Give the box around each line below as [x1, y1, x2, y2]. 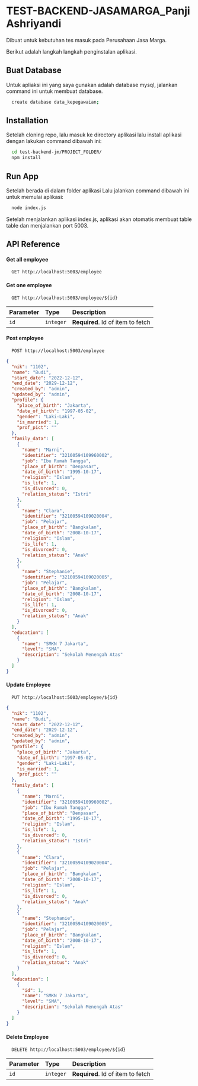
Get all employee [6, 256, 49, 263]
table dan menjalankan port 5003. [6, 222, 89, 229]
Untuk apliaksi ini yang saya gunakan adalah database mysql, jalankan [6, 81, 178, 88]
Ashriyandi [6, 17, 62, 30]
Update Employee [6, 681, 51, 689]
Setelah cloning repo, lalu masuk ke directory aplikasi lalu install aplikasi [6, 131, 182, 138]
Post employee [6, 335, 44, 342]
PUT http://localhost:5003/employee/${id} [11, 694, 118, 701]
